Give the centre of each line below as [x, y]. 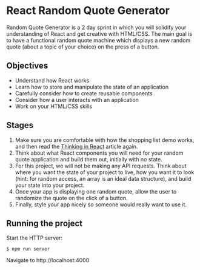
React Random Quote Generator [88, 11]
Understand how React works [52, 80]
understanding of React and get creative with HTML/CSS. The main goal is [99, 33]
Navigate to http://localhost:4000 [48, 260]
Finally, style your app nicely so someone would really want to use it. [101, 204]
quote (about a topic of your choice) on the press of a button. [83, 47]
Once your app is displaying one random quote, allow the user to [96, 191]
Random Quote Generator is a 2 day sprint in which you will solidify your [96, 27]
